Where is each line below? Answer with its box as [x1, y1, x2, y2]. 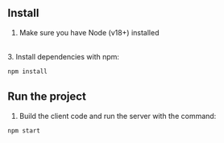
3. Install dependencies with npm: [7, 51, 120, 61]
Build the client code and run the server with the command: [19, 111, 217, 121]
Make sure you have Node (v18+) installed [19, 27, 160, 37]
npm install [7, 67, 48, 76]
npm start [7, 126, 41, 135]
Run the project [7, 90, 86, 104]
